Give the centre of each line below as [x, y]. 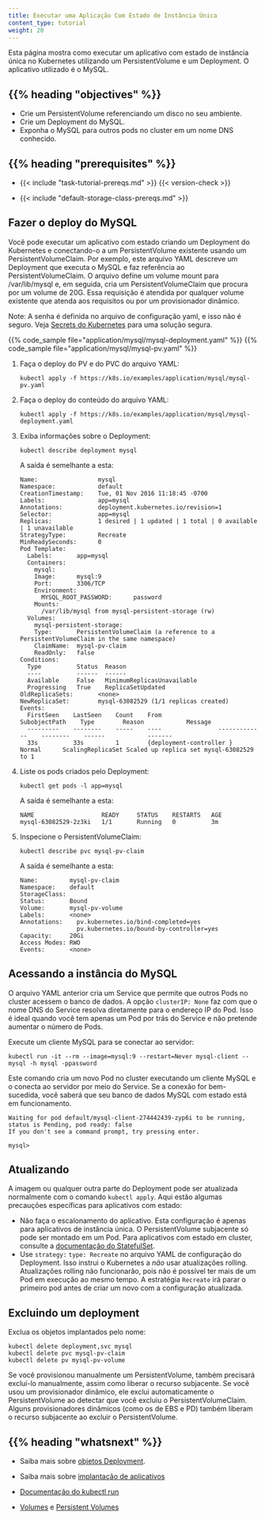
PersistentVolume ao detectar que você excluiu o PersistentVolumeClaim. [128, 1400]
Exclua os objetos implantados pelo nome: [77, 1332]
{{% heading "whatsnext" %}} [85, 1442]
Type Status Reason [77, 666]
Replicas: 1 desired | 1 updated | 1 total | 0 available [138, 521]
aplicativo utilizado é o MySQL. [59, 70]
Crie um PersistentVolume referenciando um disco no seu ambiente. [131, 114]
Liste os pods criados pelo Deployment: [84, 771]
